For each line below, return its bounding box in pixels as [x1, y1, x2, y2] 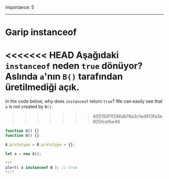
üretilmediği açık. [5, 81, 79, 93]
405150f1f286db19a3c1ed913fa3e [93, 113, 162, 120]
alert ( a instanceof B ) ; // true [5, 165, 78, 170]
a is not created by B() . [5, 104, 53, 110]
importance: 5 [5, 5, 34, 10]
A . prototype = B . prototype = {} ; [5, 142, 75, 147]
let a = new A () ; [5, 151, 42, 156]
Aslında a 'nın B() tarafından [5, 71, 123, 82]
